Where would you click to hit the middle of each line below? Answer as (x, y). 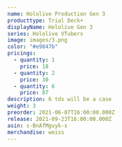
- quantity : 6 (34, 86)
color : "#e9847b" (33, 47)
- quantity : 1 (34, 60)
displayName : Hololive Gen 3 (50, 27)
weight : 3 (22, 106)
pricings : (22, 54)
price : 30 (35, 80)
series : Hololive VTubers (45, 34)
